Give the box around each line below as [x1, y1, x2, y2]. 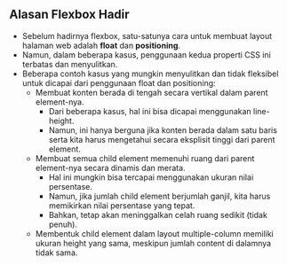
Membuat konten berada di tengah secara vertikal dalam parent [35, 87, 268, 97]
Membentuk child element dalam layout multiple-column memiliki [35, 228, 274, 238]
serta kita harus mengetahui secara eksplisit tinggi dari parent [48, 134, 275, 144]
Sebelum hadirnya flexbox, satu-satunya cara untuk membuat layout [21, 30, 273, 41]
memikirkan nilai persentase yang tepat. [48, 199, 195, 211]
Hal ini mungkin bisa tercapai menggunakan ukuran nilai [48, 172, 254, 183]
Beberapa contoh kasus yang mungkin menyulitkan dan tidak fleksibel [21, 68, 279, 79]
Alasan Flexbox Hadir [9, 7, 131, 22]
